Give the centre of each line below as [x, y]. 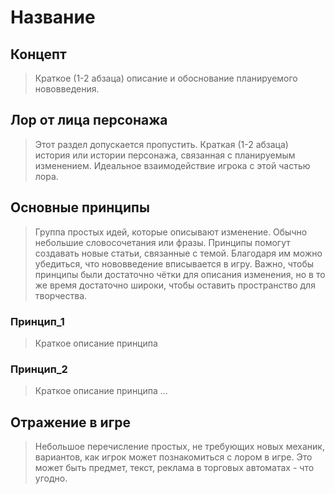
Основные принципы [80, 207]
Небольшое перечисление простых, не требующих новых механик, [179, 447]
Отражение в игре [71, 422]
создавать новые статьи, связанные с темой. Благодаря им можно [178, 253]
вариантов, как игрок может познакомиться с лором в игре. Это [173, 457]
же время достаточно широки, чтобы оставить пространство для [175, 285]
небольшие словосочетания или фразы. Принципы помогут [162, 242]
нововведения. [67, 89]
